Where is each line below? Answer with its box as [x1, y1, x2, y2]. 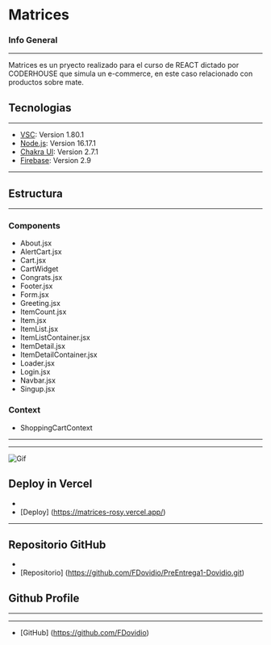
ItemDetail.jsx [19, 341, 66, 351]
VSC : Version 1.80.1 [19, 130, 85, 140]
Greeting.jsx [19, 299, 60, 308]
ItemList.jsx [19, 325, 59, 334]
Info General [8, 35, 58, 46]
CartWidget [19, 264, 59, 274]
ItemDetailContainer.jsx [19, 350, 98, 360]
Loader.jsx [19, 358, 55, 368]
